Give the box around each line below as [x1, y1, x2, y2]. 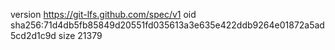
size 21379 [58, 30, 103, 41]
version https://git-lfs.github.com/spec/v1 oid [10, 9, 197, 20]
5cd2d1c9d [10, 30, 57, 41]
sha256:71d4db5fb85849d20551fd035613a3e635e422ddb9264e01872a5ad [10, 19, 325, 31]
